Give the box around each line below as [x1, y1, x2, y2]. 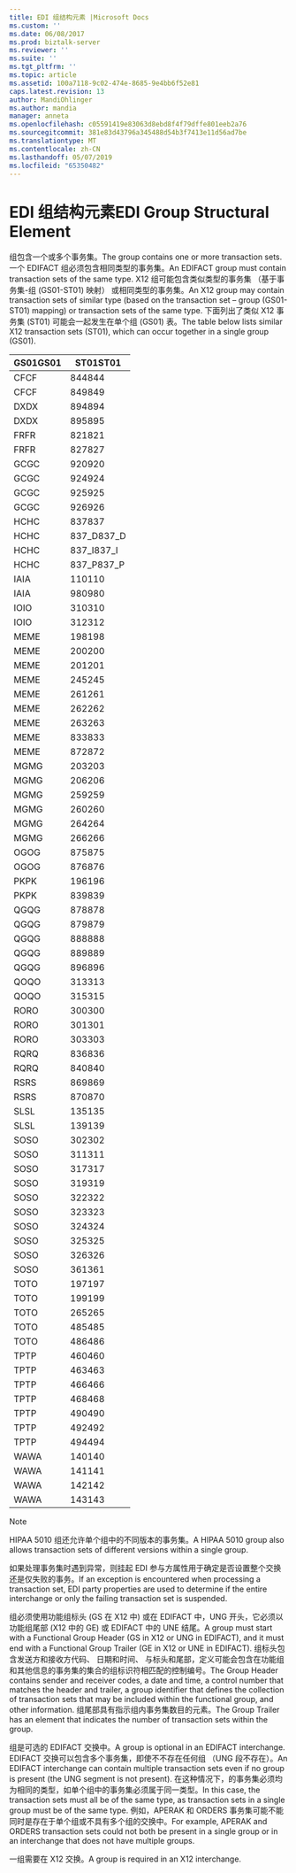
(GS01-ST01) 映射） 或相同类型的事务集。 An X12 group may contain [38, 285, 285, 296]
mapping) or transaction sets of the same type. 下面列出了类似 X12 [32, 305, 275, 316]
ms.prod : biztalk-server [9, 37, 101, 47]
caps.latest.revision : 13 [9, 87, 104, 96]
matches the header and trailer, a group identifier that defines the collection [9, 1684, 285, 1695]
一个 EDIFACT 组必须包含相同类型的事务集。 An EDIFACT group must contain [9, 263, 287, 274]
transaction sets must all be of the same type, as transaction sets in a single [9, 1794, 285, 1806]
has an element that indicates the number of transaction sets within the [9, 1715, 268, 1725]
